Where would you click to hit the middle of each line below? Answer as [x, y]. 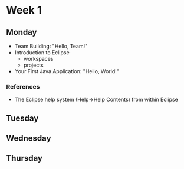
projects [33, 65]
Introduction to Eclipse [42, 53]
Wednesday [29, 139]
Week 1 [24, 10]
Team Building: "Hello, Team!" [51, 46]
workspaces [38, 59]
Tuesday [22, 118]
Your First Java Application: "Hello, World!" [67, 71]
